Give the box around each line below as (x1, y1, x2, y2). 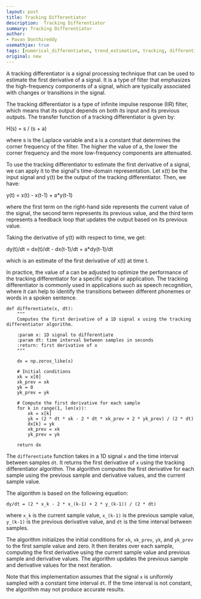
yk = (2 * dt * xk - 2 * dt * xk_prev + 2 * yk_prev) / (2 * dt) (28, 416, 194, 422)
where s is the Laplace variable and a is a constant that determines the (6, 136, 181, 144)
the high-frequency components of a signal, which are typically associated (6, 82, 191, 90)
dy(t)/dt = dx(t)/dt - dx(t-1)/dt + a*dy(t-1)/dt (6, 245, 114, 252)
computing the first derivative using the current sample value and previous (6, 549, 190, 556)
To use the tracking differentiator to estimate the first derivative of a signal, (6, 161, 191, 168)
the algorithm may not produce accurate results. (6, 585, 126, 593)
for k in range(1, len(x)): (17, 405, 87, 411)
